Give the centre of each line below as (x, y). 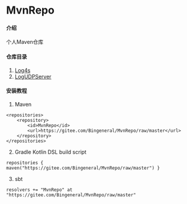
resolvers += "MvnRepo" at (39, 190)
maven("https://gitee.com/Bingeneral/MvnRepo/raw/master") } (83, 168)
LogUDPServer (33, 76)
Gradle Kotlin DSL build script (51, 152)
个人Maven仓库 (25, 42)
